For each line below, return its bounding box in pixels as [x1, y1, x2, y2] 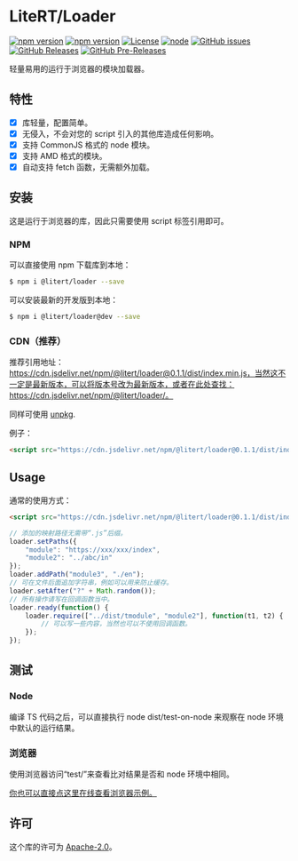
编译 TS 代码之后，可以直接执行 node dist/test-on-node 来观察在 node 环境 [9, 711, 284, 721]
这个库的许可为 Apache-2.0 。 [9, 841, 117, 852]
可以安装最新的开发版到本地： [9, 295, 118, 306]
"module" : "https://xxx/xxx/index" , [25, 545, 161, 554]
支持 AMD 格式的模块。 [21, 150, 108, 161]
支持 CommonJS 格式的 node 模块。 [21, 140, 155, 150]
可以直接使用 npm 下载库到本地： [9, 259, 131, 270]
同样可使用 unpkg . [9, 409, 76, 419]
